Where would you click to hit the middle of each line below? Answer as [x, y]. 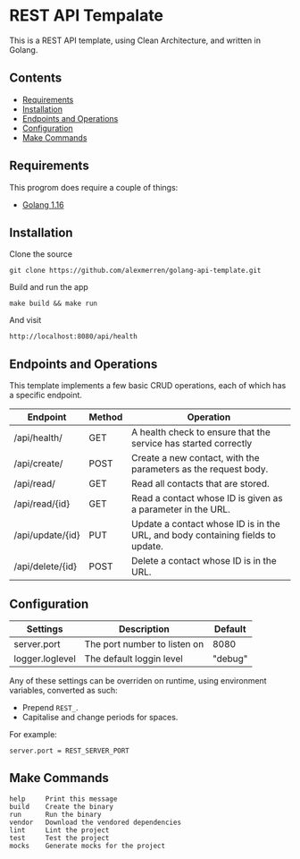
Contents [36, 78]
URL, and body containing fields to [204, 535]
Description [144, 629]
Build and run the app [49, 287]
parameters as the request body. [200, 469]
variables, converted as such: [63, 690]
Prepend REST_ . [50, 707]
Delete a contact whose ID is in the [204, 561]
